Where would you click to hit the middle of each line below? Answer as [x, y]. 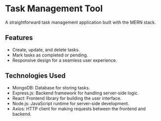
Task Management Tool [54, 9]
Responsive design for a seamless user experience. [64, 60]
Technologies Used [35, 76]
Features [19, 38]
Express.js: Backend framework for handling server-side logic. [75, 93]
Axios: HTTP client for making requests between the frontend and [79, 109]
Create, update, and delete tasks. [46, 49]
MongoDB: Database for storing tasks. [51, 87]
